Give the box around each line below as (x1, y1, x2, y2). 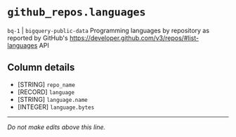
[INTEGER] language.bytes (17, 103, 95, 111)
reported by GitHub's (7, 34, 68, 42)
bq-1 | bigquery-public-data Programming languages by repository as (7, 26, 209, 34)
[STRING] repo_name (17, 80, 76, 89)
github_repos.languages (7, 6, 146, 19)
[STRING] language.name (17, 95, 88, 103)
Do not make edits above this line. (7, 122, 106, 131)
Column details (7, 62, 75, 74)
